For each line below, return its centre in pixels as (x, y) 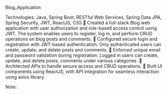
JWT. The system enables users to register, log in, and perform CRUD (79, 33)
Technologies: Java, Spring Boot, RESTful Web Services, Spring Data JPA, (83, 17)
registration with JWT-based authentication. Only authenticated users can (83, 44)
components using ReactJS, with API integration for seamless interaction (82, 72)
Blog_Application (23, 7)
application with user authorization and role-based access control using (81, 28)
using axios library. (25, 77)
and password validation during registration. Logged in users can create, (82, 55)
